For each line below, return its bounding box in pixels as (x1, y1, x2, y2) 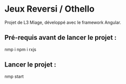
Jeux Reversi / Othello (4, 3, 95, 15)
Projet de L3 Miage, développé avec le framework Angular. (4, 19, 121, 25)
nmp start (4, 73, 24, 79)
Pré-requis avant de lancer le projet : (4, 34, 117, 42)
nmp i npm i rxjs (4, 46, 37, 52)
